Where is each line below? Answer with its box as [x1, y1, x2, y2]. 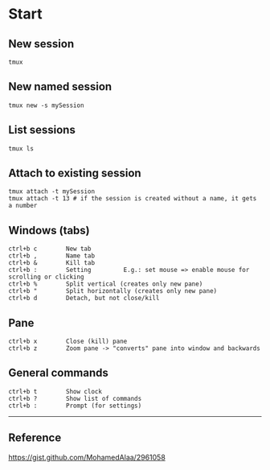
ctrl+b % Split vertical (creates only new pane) [8, 280, 203, 288]
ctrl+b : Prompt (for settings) [8, 402, 142, 410]
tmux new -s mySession [8, 101, 84, 109]
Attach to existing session [8, 167, 142, 180]
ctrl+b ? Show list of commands [8, 394, 142, 402]
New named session [8, 80, 112, 93]
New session [8, 37, 75, 51]
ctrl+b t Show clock [8, 387, 103, 395]
